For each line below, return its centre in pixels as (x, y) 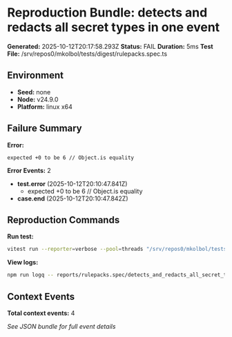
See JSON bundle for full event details (61, 326)
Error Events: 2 (29, 170)
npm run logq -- (30, 275)
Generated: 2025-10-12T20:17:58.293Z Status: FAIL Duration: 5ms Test (110, 46)
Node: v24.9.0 (38, 99)
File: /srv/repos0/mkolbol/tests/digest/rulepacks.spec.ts (87, 54)
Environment (36, 75)
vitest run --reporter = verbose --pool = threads (75, 249)
